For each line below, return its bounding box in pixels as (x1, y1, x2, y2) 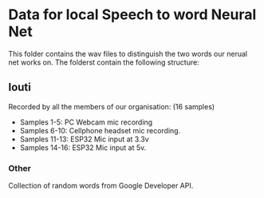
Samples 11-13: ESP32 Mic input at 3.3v (19, 134, 149, 144)
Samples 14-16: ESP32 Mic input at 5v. (19, 142, 147, 152)
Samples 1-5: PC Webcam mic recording (19, 117, 153, 127)
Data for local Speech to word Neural (8, 6, 257, 24)
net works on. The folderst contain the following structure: (8, 57, 199, 67)
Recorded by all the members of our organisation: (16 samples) (8, 101, 215, 111)
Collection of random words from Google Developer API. (8, 181, 194, 191)
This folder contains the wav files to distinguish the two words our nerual (8, 49, 248, 58)
